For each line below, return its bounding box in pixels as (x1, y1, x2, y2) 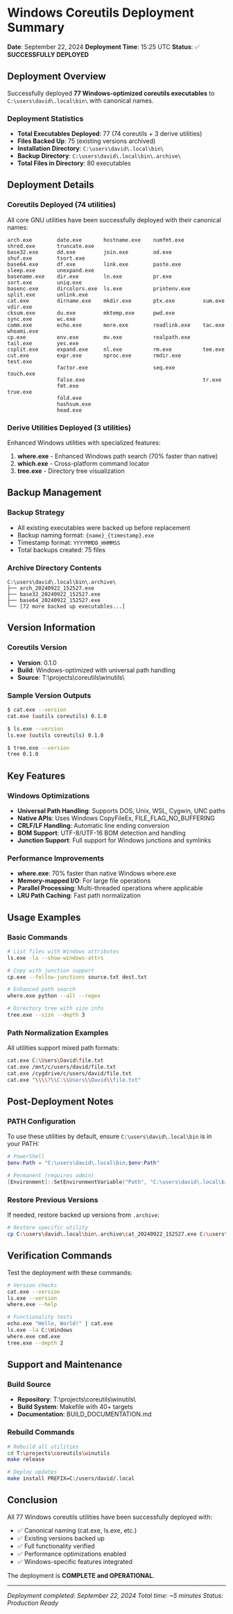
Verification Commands (7, 1250, 112, 1262)
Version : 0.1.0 (17, 658, 57, 667)
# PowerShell (7, 1153, 45, 1160)
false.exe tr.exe (56, 376, 222, 383)
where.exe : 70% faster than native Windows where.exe (17, 870, 177, 878)
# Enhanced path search (7, 986, 76, 993)
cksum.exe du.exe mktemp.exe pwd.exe (7, 309, 175, 317)
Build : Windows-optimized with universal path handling (17, 665, 175, 674)
